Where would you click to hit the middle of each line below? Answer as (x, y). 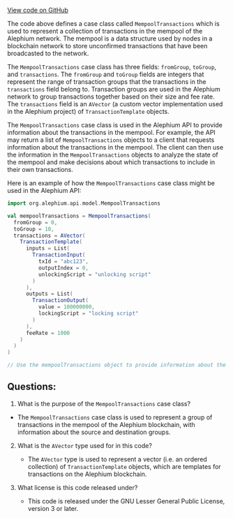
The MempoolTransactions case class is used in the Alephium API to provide (115, 125)
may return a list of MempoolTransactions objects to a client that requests (111, 140)
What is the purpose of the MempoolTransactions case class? (104, 403)
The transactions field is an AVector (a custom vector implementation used (115, 104)
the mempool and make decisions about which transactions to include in (111, 162)
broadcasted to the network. (48, 53)
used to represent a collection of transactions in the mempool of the (105, 31)
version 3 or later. (53, 508)
